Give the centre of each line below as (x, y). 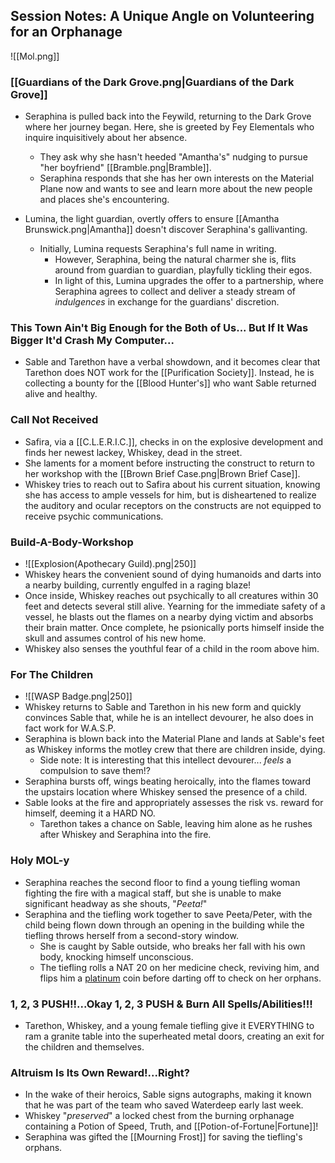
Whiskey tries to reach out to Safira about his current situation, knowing (172, 484)
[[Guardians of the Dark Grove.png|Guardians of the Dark (152, 82)
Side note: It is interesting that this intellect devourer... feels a (165, 760)
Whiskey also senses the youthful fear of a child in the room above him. (172, 648)
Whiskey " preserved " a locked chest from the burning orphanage (159, 1116)
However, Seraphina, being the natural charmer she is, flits (175, 260)
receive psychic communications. (94, 516)
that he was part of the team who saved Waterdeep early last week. (164, 1105)
